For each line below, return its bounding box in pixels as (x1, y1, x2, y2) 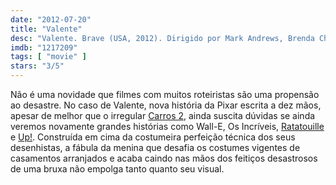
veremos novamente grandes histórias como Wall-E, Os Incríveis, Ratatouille (10, 121, 325, 132)
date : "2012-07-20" (10, 14, 92, 25)
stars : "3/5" (10, 61, 65, 71)
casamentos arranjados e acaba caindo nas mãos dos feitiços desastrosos (10, 152, 318, 164)
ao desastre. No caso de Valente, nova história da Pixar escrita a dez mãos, (10, 99, 322, 111)
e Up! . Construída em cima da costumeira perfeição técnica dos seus (10, 131, 296, 143)
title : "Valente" (10, 24, 83, 34)
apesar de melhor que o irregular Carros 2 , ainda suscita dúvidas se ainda (10, 110, 316, 121)
